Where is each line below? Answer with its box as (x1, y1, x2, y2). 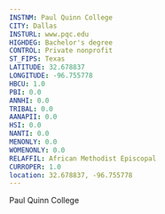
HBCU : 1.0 (9, 79, 46, 88)
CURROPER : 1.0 (9, 162, 62, 171)
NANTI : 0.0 (9, 129, 50, 138)
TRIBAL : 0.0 (9, 104, 53, 113)
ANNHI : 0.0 (9, 95, 50, 105)
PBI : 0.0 (9, 87, 42, 96)
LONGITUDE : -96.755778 (9, 71, 93, 80)
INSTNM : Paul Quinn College (9, 12, 114, 22)
